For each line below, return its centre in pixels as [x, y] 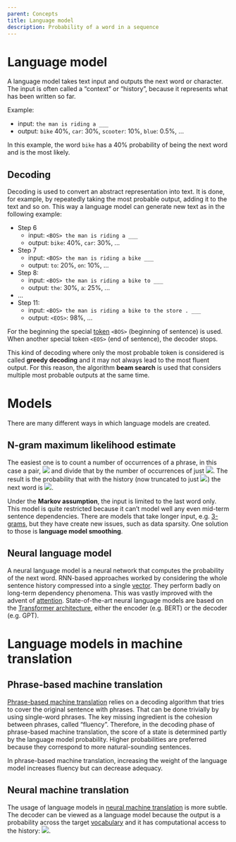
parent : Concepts [33, 14]
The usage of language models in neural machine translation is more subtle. [117, 807]
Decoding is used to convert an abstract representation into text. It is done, [116, 192]
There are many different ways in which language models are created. [109, 423]
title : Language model [41, 20]
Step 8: [28, 273]
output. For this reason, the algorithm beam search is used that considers [114, 368]
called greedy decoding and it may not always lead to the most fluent [108, 360]
